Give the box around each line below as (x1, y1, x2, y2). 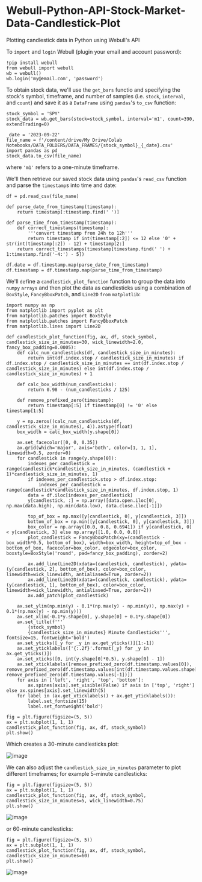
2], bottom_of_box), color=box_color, (49, 566, 147, 572)
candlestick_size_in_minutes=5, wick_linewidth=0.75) (6, 798, 144, 804)
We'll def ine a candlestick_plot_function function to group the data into (6, 278, 186, 285)
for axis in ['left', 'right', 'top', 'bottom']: (17, 677, 144, 683)
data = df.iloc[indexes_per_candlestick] (28, 492, 133, 498)
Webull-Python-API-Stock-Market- (6, 4, 186, 17)
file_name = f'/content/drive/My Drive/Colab (6, 137, 122, 143)
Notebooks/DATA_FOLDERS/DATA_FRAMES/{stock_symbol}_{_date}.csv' (6, 142, 173, 148)
